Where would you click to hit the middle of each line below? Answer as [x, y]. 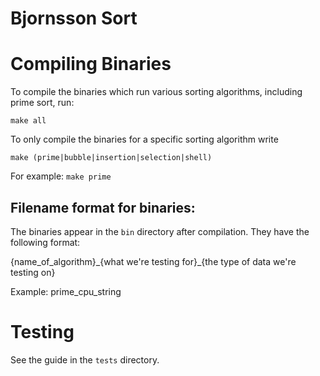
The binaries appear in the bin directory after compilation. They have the [160, 231]
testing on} [33, 272]
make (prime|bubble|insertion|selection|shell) [111, 158]
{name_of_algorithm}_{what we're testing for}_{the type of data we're [153, 261]
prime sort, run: [42, 103]
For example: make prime [61, 176]
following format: [45, 242]
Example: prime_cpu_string [66, 291]
